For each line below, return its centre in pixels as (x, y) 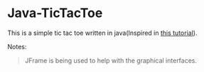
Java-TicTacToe (55, 13)
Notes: (17, 46)
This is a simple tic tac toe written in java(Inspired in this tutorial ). (102, 33)
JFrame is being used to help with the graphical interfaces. (111, 60)
